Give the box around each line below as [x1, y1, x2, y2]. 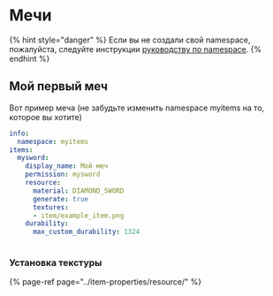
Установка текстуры [9, 256, 102, 269]
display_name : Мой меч [25, 162, 109, 171]
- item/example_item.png [32, 211, 125, 220]
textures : [32, 202, 69, 212]
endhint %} [9, 53, 50, 64]
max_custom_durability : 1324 [32, 227, 140, 237]
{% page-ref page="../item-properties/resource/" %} [9, 277, 201, 287]
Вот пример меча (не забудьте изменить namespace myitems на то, [9, 102, 265, 113]
